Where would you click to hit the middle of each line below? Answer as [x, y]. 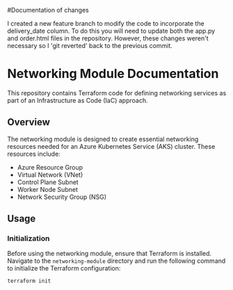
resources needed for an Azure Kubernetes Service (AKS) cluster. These [111, 146]
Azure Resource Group [50, 167]
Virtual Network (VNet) [50, 175]
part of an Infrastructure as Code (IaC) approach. [78, 100]
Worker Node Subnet [47, 189]
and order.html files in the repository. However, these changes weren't [108, 38]
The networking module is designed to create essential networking [103, 139]
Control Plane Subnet [48, 182]
